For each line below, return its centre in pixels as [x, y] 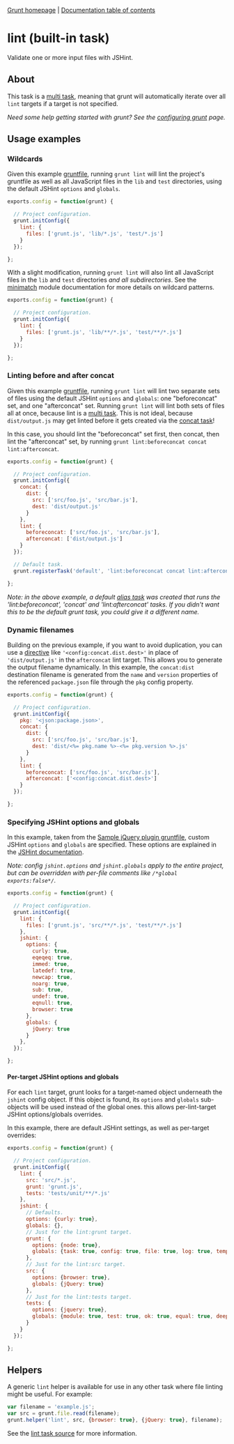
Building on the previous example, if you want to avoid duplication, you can [115, 645]
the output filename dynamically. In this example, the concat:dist [101, 667]
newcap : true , [53, 977]
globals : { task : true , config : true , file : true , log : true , [123, 1252]
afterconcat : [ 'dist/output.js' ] [74, 539]
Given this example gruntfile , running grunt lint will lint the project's [106, 174]
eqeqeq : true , [53, 958]
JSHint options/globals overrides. [55, 1114]
